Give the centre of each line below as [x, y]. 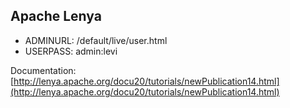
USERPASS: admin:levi [71, 51]
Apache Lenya [56, 16]
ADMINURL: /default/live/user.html [96, 40]
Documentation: [43, 70]
